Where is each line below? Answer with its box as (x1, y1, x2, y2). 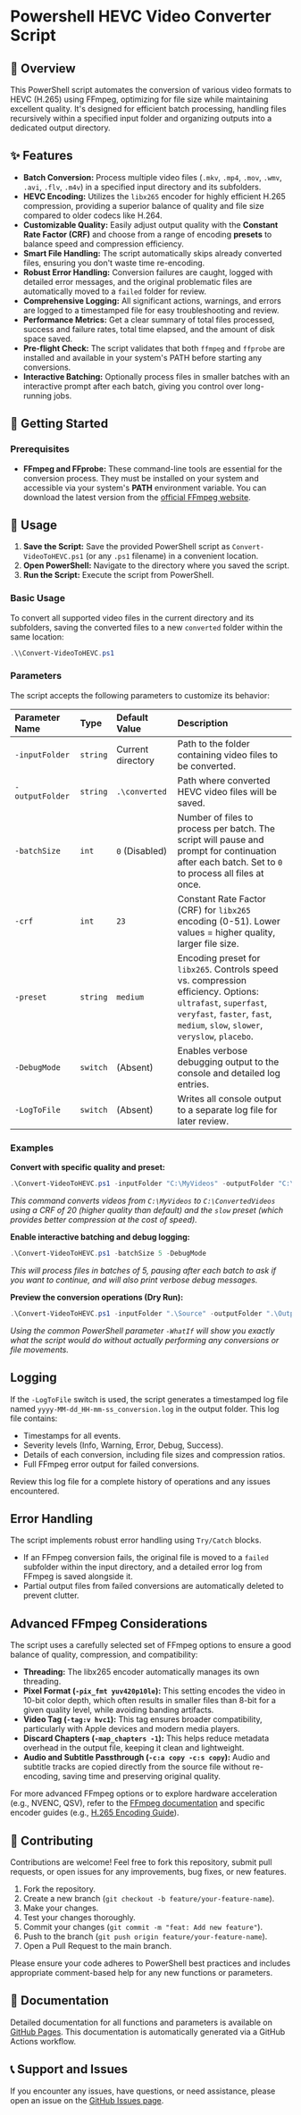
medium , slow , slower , (177, 1018, 263, 1031)
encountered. (10, 1485, 60, 1496)
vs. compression (177, 974, 247, 986)
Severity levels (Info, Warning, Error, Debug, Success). (22, 1440, 224, 1450)
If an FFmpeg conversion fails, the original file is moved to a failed (22, 1552, 269, 1563)
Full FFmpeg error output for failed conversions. (22, 1459, 200, 1469)
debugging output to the (177, 1056, 280, 1068)
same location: (10, 631, 65, 642)
